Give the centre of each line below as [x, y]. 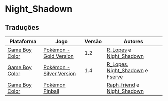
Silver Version [60, 73]
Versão [93, 42]
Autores [133, 42]
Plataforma [23, 42]
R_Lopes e [119, 50]
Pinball [52, 91]
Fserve [115, 77]
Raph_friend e [123, 85]
